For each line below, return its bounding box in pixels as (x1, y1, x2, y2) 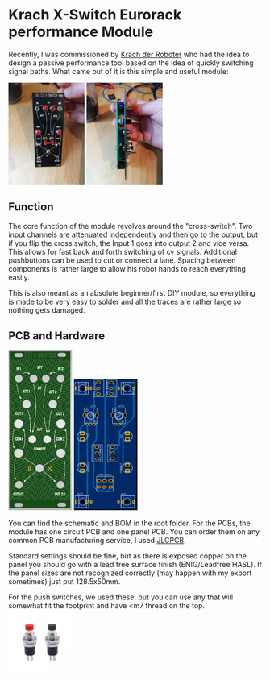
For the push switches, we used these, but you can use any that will (8, 592, 234, 602)
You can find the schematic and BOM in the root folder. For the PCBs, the (8, 518, 251, 528)
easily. (8, 272, 30, 283)
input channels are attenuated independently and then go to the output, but (8, 230, 259, 239)
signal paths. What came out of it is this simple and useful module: (8, 66, 229, 76)
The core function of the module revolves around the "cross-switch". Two (8, 222, 253, 231)
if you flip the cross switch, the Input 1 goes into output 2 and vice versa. (8, 238, 250, 248)
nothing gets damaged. (8, 305, 86, 315)
